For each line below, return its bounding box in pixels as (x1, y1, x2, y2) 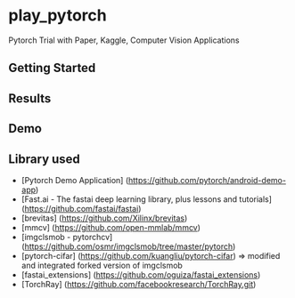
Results (8, 91, 52, 106)
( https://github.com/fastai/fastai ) (20, 203, 142, 213)
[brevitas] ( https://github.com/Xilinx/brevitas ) (20, 213, 188, 223)
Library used (8, 151, 81, 166)
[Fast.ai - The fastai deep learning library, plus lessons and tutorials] (20, 193, 273, 205)
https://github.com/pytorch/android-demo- (127, 174, 287, 185)
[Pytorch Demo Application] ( (20, 174, 129, 185)
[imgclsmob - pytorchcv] (20, 231, 113, 242)
